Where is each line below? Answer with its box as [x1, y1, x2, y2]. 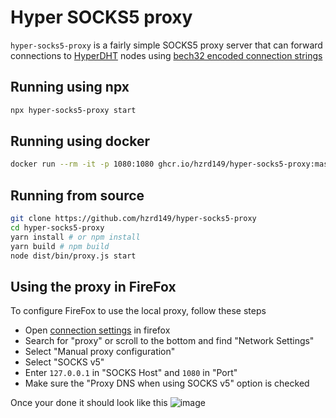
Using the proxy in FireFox [10, 278, 177, 295]
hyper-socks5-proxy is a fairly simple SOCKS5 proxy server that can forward [10, 39, 323, 51]
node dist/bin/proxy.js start [10, 251, 137, 261]
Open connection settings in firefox [24, 324, 171, 336]
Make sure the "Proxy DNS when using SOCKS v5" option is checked [24, 377, 310, 390]
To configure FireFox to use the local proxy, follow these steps [10, 305, 267, 317]
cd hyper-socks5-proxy [10, 223, 105, 233]
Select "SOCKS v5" [24, 356, 105, 368]
